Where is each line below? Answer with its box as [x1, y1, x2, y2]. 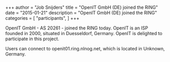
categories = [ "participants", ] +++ [5, 15, 79, 21]
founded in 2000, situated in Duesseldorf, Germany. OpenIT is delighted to [5, 30, 163, 36]
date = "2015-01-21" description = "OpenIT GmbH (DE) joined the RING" [5, 10, 157, 16]
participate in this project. [5, 36, 59, 42]
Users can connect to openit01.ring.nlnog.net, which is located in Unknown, [5, 46, 165, 51]
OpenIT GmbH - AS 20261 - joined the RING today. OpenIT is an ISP [5, 25, 148, 31]
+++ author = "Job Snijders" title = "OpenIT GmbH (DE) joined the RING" [5, 5, 158, 10]
